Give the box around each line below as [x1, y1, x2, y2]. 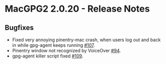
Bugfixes [5, 23, 34, 32]
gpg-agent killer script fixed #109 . [12, 53, 84, 59]
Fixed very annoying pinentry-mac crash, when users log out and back [12, 37, 161, 43]
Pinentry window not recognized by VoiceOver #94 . [12, 48, 121, 53]
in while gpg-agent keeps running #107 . [12, 42, 95, 48]
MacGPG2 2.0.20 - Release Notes [5, 3, 150, 15]
